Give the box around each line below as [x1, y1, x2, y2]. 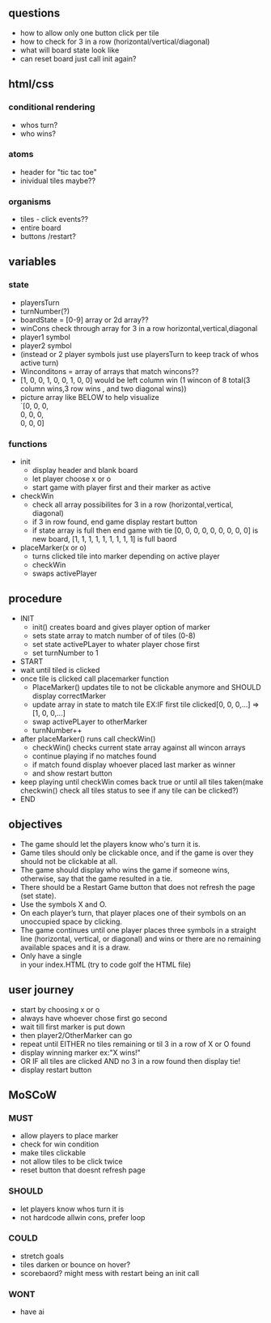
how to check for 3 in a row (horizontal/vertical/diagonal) [19, 36, 210, 46]
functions [8, 438, 48, 449]
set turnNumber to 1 [32, 648, 99, 657]
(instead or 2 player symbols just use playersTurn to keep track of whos [19, 349, 259, 359]
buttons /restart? [19, 232, 77, 241]
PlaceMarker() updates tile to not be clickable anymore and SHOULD [32, 682, 261, 691]
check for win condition [19, 1139, 100, 1149]
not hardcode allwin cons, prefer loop [19, 1212, 146, 1222]
